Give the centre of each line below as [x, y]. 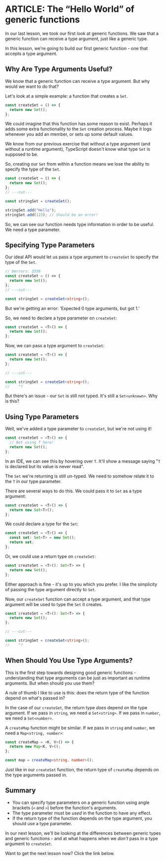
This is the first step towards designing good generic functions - [71, 673]
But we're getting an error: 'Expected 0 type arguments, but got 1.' [72, 308]
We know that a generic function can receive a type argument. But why [78, 81]
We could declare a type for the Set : [42, 524]
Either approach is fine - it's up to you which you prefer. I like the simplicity [81, 584]
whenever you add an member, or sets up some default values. [69, 134]
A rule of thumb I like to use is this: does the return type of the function [77, 692]
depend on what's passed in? [35, 698]
